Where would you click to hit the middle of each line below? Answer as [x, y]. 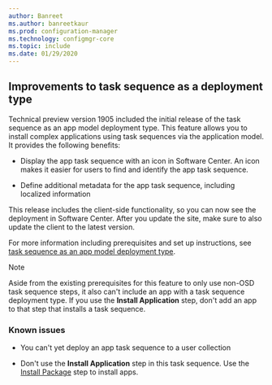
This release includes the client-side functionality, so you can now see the [132, 209]
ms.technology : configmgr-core [61, 39]
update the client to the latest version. [72, 227]
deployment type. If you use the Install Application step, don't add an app [133, 300]
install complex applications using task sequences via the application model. [136, 136]
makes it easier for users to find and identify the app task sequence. [134, 169]
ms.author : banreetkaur [49, 24]
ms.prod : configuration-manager [63, 31]
